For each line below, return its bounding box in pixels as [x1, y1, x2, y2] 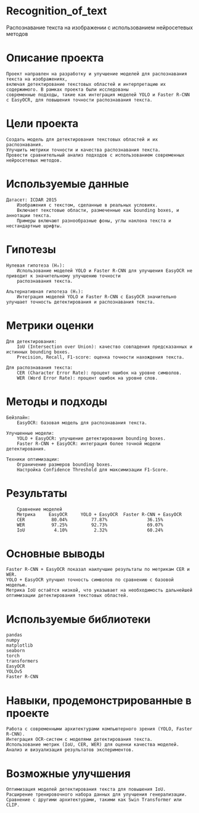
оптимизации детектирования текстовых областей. [6, 592, 129, 599]
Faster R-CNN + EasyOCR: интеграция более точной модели [17, 440, 161, 447]
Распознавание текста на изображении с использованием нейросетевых [6, 24, 193, 31]
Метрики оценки [6, 319, 94, 332]
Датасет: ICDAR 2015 [6, 197, 58, 203]
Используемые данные [6, 177, 129, 190]
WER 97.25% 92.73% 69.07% [17, 522, 163, 528]
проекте [6, 706, 49, 720]
